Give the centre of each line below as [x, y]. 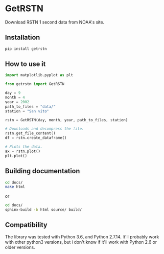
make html [15, 187]
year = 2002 [17, 102]
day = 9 [13, 93]
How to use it [25, 64]
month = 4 [15, 98]
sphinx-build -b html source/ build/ [44, 210]
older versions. [20, 247]
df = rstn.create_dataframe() [36, 138]
